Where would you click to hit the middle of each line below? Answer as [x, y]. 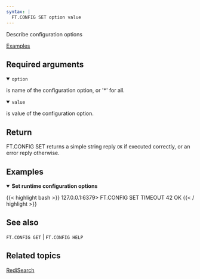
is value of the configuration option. [50, 113]
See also [22, 223]
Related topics [33, 256]
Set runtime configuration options [55, 186]
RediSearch [20, 270]
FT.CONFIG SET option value [47, 17]
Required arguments [45, 64]
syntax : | [19, 12]
